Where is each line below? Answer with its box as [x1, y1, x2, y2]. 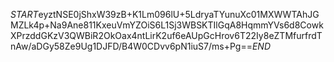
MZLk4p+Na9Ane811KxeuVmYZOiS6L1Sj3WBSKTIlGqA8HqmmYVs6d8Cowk [10, 19, 324, 31]
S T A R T [10, 9, 39, 20]
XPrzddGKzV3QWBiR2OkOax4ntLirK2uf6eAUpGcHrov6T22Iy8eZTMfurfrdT [10, 30, 323, 41]
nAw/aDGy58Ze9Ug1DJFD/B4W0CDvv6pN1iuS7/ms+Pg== [10, 40, 253, 52]
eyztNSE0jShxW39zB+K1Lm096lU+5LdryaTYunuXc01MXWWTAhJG [38, 9, 320, 20]
